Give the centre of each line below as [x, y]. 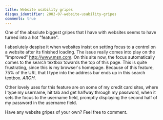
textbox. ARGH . [20, 78]
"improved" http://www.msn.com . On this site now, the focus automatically [80, 57]
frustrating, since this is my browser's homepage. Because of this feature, [80, 68]
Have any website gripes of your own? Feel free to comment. [66, 112]
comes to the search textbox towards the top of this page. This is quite [76, 62]
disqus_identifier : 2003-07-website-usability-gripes [61, 14]
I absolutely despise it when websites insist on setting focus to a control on [81, 47]
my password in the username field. [41, 103]
